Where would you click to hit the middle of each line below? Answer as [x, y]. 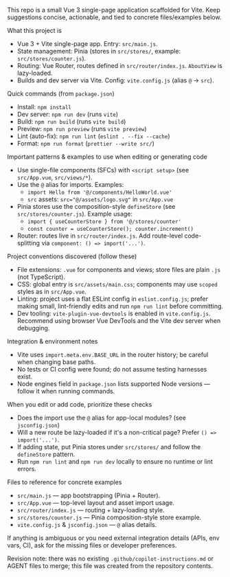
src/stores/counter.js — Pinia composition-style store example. [109, 517]
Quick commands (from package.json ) [61, 93]
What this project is [34, 31]
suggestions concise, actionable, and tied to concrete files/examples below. [114, 17]
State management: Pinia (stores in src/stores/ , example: [99, 51]
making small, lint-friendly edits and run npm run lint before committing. [120, 306]
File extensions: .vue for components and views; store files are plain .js [119, 270]
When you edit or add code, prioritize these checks [80, 404]
